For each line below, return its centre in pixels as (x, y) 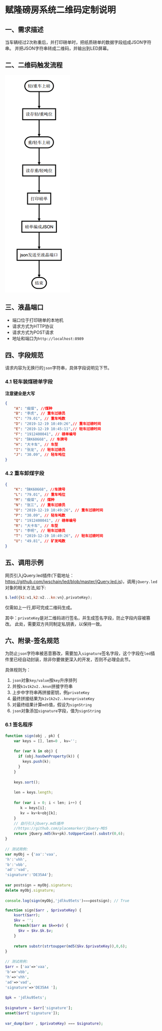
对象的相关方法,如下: (26, 587)
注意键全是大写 (20, 393)
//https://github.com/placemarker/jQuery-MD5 (61, 829)
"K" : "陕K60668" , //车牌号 (40, 490)
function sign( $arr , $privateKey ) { (43, 910)
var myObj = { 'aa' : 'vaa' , (31, 854)
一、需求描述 (24, 30)
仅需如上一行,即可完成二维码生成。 (40, 607)
